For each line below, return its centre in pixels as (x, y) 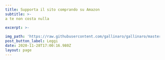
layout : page (18, 50)
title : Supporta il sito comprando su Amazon (52, 10)
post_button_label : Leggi (31, 41)
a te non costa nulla (27, 19)
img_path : (15, 37)
